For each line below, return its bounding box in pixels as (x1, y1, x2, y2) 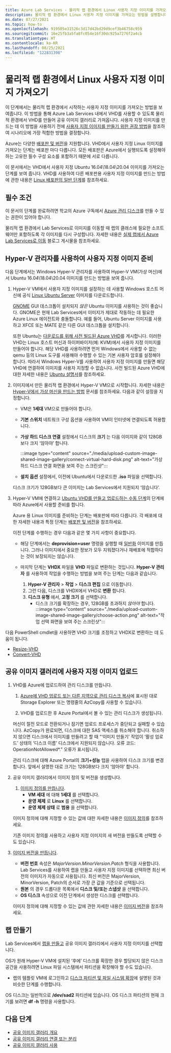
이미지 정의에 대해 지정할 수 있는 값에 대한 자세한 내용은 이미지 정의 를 (12, 815, 150, 821)
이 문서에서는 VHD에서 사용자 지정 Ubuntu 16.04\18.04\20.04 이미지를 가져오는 (5, 164, 164, 170)
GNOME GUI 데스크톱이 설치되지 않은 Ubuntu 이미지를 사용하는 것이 (12, 303, 149, 309)
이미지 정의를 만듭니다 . (20, 785, 66, 791)
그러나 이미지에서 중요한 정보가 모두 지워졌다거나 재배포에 (31, 547, 146, 553)
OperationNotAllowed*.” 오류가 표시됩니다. (12, 746, 99, 752)
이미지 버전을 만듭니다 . (12, 850, 58, 856)
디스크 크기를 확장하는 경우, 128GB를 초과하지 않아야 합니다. (35, 600, 155, 607)
